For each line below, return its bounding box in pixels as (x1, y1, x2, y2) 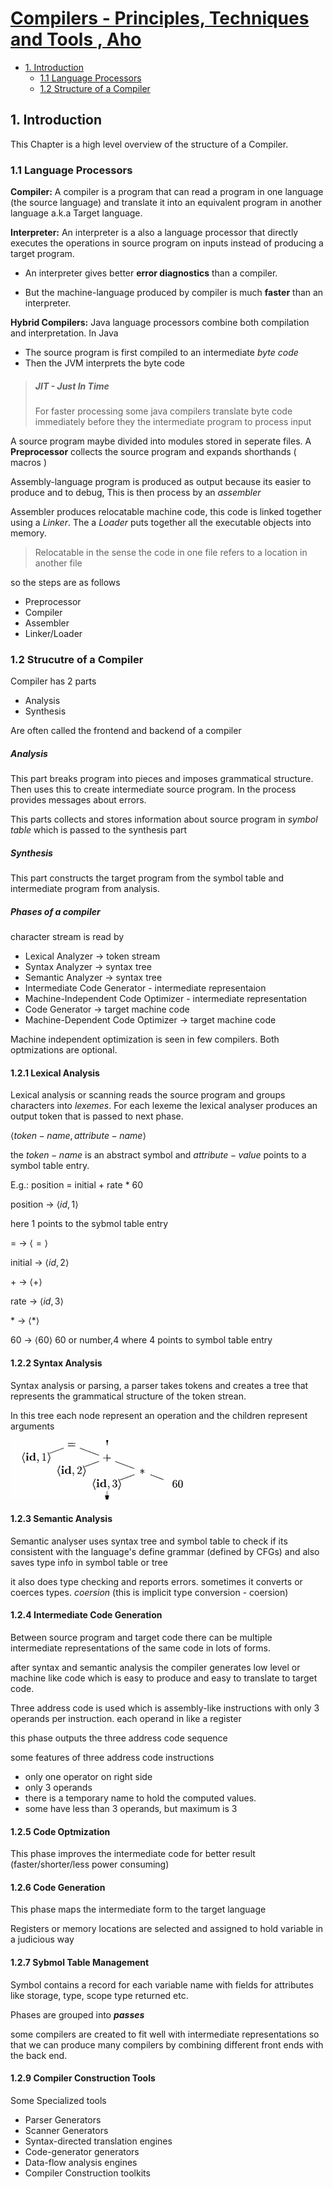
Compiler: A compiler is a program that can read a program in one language (10, 186, 324, 198)
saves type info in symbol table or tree (10, 1556, 168, 1568)
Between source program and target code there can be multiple (10, 1632, 273, 1644)
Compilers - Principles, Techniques (10, 7, 310, 30)
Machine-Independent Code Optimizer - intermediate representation (24, 993, 308, 1005)
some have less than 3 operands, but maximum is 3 (24, 1803, 238, 1815)
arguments (10, 1420, 55, 1432)
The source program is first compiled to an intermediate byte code (24, 347, 299, 359)
